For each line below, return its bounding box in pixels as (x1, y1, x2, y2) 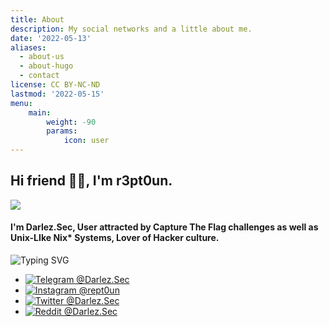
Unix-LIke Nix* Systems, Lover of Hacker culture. (10, 232, 220, 244)
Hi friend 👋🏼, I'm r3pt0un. (10, 172, 173, 190)
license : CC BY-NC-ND (10, 80, 101, 90)
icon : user (63, 136, 110, 146)
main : (28, 107, 52, 118)
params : (46, 126, 78, 136)
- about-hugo (19, 61, 74, 71)
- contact (19, 71, 60, 81)
